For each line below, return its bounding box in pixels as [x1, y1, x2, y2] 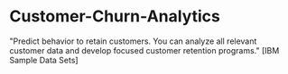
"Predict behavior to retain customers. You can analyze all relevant [9, 36, 257, 46]
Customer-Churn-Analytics [9, 6, 221, 27]
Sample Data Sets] [9, 54, 79, 65]
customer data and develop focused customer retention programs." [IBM [9, 45, 280, 55]
